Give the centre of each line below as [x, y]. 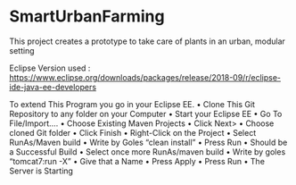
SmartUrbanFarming [87, 17]
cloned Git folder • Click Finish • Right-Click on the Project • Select [133, 132]
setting [22, 50]
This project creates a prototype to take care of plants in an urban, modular [147, 41]
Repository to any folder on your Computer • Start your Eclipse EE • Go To [146, 114]
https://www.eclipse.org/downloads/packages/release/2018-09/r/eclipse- [145, 77]
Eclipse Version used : [50, 68]
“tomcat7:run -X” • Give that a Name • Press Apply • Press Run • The [137, 161]
